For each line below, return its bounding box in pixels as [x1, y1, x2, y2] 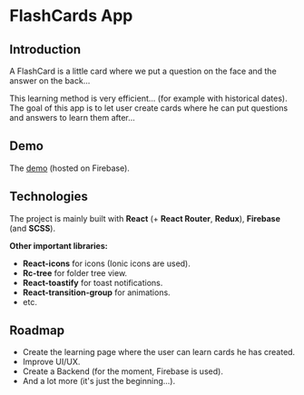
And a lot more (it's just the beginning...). [22, 376, 176, 387]
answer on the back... [9, 75, 91, 86]
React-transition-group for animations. [22, 287, 171, 298]
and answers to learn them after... [9, 113, 136, 123]
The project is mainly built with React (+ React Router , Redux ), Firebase [9, 212, 281, 223]
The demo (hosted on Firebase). [9, 163, 130, 173]
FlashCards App [9, 5, 133, 26]
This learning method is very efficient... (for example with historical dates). [9, 93, 288, 104]
